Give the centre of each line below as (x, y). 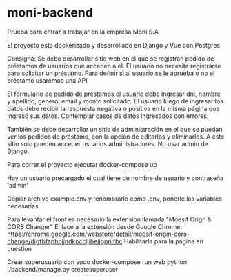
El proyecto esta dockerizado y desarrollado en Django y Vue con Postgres (114, 45)
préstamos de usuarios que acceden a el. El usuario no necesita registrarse (114, 66)
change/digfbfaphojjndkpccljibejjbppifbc (65, 241)
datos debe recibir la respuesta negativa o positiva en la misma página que (113, 108)
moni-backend (50, 13)
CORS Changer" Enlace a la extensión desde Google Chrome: (95, 226)
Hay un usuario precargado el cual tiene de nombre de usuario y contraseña (115, 178)
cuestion (20, 248)
